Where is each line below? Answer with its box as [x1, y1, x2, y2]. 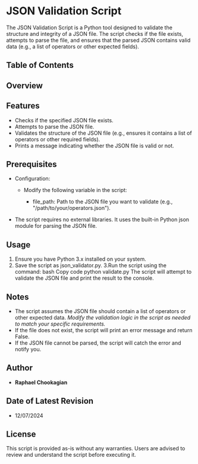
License [6, 429, 36, 439]
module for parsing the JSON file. [14, 222, 97, 230]
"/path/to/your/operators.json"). [32, 205, 111, 212]
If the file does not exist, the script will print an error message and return [14, 326, 193, 333]
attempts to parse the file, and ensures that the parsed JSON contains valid [6, 36, 191, 44]
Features [6, 101, 40, 111]
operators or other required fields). [14, 135, 100, 143]
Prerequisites [6, 159, 57, 169]
